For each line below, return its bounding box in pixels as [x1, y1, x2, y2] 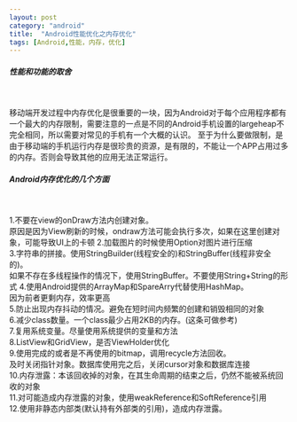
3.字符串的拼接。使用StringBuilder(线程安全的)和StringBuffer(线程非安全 [9, 248, 272, 259]
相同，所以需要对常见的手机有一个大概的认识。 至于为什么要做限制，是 [24, 129, 284, 140]
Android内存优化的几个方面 [9, 174, 110, 184]
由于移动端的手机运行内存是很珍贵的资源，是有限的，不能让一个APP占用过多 [9, 141, 289, 152]
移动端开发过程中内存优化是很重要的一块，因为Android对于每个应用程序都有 [9, 107, 286, 118]
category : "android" [9, 21, 86, 30]
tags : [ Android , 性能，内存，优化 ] [9, 37, 126, 47]
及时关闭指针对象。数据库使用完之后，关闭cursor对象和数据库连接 [9, 359, 251, 370]
